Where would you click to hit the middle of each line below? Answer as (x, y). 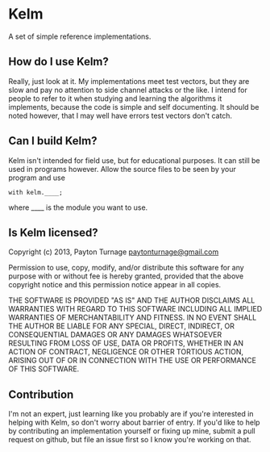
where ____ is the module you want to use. (78, 207)
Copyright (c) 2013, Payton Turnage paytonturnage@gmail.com (114, 252)
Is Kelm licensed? (53, 232)
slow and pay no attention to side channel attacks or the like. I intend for (128, 90)
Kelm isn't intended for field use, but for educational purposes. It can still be (134, 160)
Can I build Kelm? (53, 141)
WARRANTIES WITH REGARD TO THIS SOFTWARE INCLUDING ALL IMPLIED (135, 309)
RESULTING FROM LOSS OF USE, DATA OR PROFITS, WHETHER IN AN (126, 343)
